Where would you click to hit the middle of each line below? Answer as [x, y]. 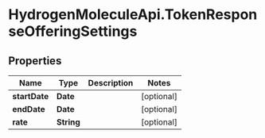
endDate [29, 109]
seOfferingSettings [73, 31]
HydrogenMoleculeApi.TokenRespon [133, 15]
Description [111, 83]
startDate [31, 96]
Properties [35, 61]
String [69, 122]
